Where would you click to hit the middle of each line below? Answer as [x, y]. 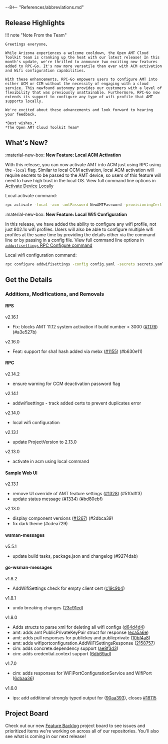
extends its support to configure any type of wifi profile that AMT [79, 97]
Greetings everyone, [27, 44]
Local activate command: [31, 195]
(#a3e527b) [24, 332]
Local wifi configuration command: [41, 255]
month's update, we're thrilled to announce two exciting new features [81, 62]
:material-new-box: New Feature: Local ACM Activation [63, 155]
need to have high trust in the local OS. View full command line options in [80, 180]
